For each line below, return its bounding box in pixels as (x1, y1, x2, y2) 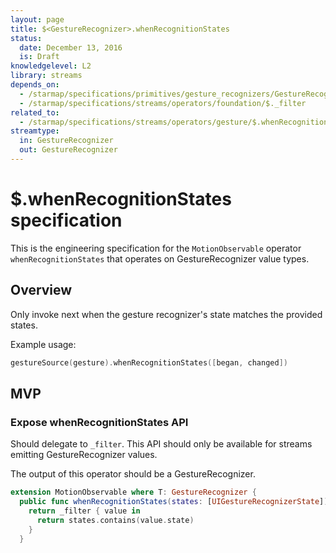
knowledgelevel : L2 (10, 61, 92, 71)
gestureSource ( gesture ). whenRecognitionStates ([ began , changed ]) (10, 357, 288, 368)
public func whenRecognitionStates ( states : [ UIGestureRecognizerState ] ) (19, 497, 329, 507)
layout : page (10, 14, 65, 25)
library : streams (10, 71, 83, 81)
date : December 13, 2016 (19, 42, 123, 53)
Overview (10, 282, 73, 299)
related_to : (10, 107, 60, 118)
